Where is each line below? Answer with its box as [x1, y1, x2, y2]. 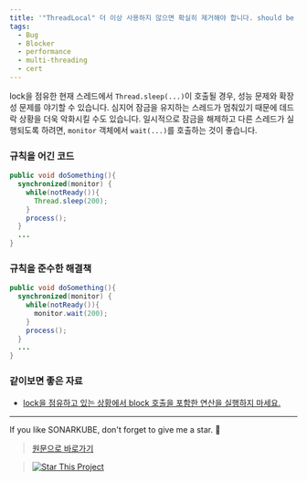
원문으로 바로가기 [31, 443, 94, 454]
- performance [17, 47, 71, 57]
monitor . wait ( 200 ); [33, 308, 108, 318]
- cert [17, 65, 43, 74]
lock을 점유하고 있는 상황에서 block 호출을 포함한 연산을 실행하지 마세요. [22, 397, 281, 408]
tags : [9, 22, 30, 31]
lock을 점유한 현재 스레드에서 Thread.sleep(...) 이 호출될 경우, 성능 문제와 [9, 90, 278, 101]
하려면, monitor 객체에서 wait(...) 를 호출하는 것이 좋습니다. [40, 124, 258, 135]
